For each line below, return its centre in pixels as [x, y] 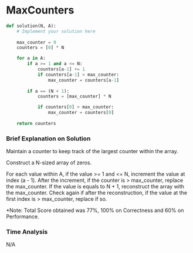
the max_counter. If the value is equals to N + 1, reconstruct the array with [95, 187]
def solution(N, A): [31, 26]
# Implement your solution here [56, 31]
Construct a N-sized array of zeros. [49, 163]
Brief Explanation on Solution [48, 139]
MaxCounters [40, 10]
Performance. [23, 217]
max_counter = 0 [37, 42]
